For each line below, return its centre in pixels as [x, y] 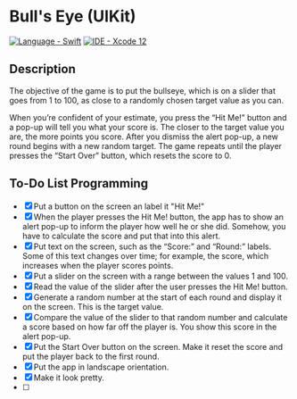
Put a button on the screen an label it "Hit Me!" [119, 206]
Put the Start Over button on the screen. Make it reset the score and [158, 346]
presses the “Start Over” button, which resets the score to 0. [120, 155]
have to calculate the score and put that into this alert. [121, 236]
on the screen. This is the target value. [93, 306]
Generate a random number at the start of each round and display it [158, 297]
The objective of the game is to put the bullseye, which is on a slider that [143, 90]
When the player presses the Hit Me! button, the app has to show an [158, 217]
